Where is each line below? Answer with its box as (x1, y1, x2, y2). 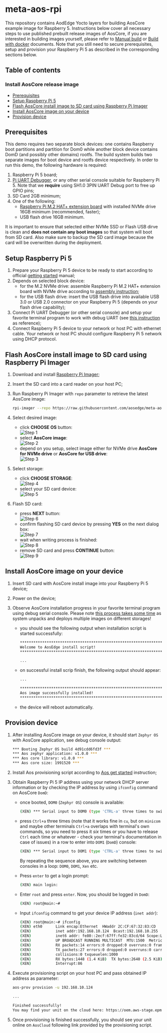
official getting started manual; (12, 273, 76, 279)
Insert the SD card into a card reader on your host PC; (12, 381, 123, 387)
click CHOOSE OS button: (19, 424, 73, 430)
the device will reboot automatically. (19, 704, 94, 710)
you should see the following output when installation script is (19, 625, 147, 631)
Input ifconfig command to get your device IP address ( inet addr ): (19, 910, 158, 916)
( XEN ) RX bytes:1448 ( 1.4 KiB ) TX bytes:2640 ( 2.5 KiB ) (19, 956, 163, 961)
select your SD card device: (19, 486, 77, 492)
